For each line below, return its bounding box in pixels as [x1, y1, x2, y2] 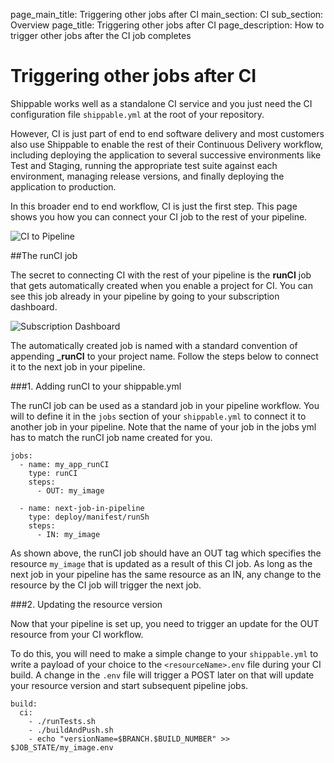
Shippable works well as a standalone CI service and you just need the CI [10, 97, 313, 109]
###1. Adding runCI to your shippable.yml [10, 380, 182, 392]
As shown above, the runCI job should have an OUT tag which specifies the [10, 547, 322, 559]
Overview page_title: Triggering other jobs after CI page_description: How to [10, 19, 325, 31]
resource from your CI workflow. [10, 628, 144, 640]
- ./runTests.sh [28, 716, 97, 726]
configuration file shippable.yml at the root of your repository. [10, 108, 265, 120]
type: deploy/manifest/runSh [28, 512, 150, 522]
